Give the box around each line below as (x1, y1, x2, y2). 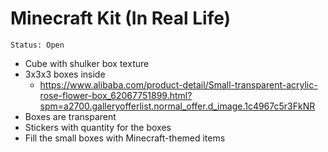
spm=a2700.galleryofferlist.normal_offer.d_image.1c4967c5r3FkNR (39, 100, 316, 112)
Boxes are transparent (24, 110, 117, 122)
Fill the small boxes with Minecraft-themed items (24, 132, 226, 144)
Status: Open (10, 40, 65, 50)
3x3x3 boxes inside (24, 68, 106, 80)
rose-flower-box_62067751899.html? (39, 89, 193, 101)
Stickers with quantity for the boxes (24, 121, 172, 133)
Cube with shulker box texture (24, 57, 150, 69)
